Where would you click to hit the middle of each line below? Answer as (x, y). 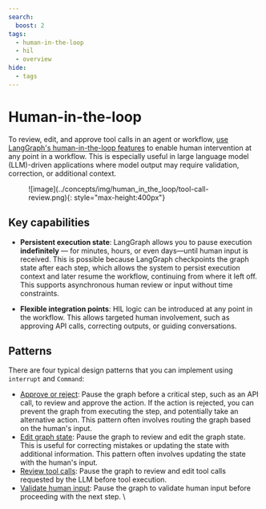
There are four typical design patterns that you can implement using (121, 370)
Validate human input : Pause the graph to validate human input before (135, 488)
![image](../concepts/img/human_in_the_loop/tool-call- (119, 189)
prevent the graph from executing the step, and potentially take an (129, 411)
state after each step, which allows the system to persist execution (130, 267)
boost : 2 (30, 25)
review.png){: (50, 197)
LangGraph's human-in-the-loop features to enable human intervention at (130, 148)
